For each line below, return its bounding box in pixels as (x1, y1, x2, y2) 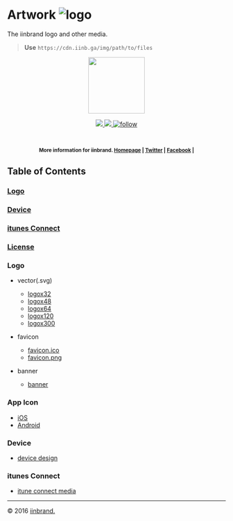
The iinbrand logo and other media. (7, 30, 108, 38)
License (7, 242, 35, 252)
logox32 (27, 290, 51, 298)
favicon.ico (27, 346, 60, 355)
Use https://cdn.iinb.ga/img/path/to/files (24, 43, 153, 51)
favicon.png (27, 353, 62, 362)
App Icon (7, 398, 39, 407)
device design (17, 454, 58, 462)
